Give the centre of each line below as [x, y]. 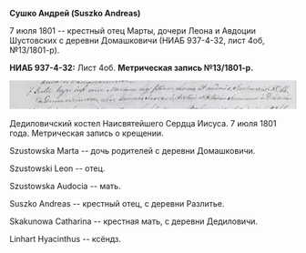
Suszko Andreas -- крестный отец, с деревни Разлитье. [117, 204]
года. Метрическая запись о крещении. [87, 133]
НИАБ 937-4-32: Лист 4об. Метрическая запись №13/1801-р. [132, 68]
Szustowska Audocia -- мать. [65, 187]
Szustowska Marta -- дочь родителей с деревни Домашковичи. [133, 151]
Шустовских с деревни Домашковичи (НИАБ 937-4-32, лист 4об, [138, 40]
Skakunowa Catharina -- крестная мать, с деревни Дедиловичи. [133, 221]
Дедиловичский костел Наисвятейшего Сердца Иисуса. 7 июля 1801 [143, 124]
